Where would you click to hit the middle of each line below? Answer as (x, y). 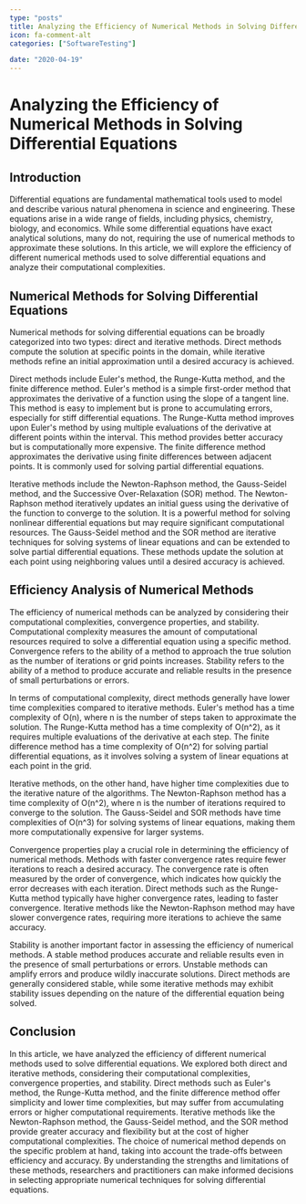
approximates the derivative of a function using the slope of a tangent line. (149, 398)
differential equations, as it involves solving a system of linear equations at (149, 756)
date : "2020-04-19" (46, 60)
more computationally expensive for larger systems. (107, 832)
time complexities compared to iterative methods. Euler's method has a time (152, 707)
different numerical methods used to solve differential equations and (138, 257)
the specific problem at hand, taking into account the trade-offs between (146, 1150)
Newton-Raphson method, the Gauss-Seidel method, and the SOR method (149, 1121)
